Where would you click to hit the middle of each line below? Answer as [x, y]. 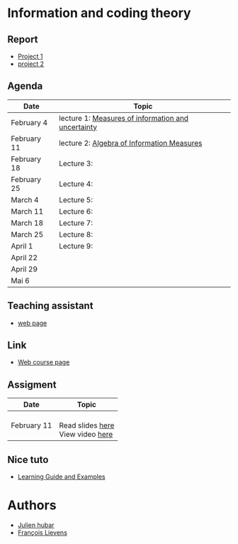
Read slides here [87, 425]
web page [32, 323]
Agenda [25, 86]
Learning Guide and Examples [61, 477]
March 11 [27, 211]
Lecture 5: [76, 200]
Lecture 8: [76, 234]
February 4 [29, 122]
